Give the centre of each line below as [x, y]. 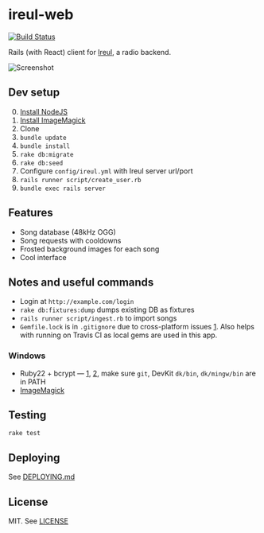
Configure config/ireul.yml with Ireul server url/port [106, 171]
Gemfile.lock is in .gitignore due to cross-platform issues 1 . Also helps [137, 327]
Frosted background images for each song [89, 249]
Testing [27, 415]
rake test [25, 434]
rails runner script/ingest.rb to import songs [98, 318]
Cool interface [43, 257]
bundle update [43, 138]
